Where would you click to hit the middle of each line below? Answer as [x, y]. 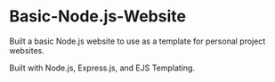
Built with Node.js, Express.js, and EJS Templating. [102, 68]
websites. [27, 50]
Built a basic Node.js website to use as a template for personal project [137, 41]
